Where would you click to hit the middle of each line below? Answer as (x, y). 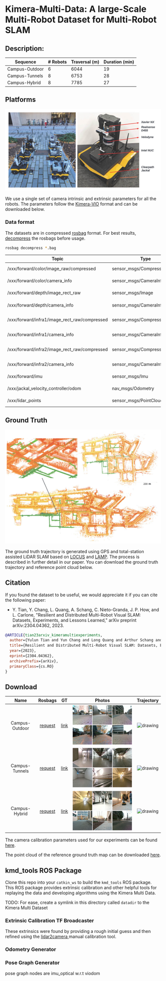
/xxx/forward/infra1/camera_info (41, 335)
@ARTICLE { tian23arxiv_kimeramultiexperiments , (54, 635)
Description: (25, 48)
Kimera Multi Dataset (26, 908)
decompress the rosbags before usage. (45, 238)
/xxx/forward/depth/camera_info (40, 305)
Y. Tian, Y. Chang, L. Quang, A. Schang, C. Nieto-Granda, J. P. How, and (86, 610)
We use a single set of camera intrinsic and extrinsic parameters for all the (81, 199)
